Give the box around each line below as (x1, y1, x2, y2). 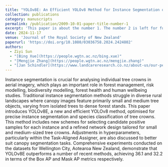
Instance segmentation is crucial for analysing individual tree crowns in (5, 77, 151, 83)
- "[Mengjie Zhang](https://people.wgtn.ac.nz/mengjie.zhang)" (9, 58, 144, 63)
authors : (5, 44, 23, 49)
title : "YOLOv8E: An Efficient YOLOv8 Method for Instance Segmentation (5, 7, 160, 12)
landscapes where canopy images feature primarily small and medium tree (5, 98, 159, 104)
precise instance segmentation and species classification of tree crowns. (5, 114, 156, 120)
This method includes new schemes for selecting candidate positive (5, 119, 145, 125)
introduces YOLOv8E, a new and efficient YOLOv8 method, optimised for (5, 108, 155, 115)
